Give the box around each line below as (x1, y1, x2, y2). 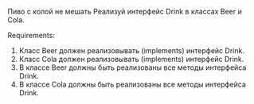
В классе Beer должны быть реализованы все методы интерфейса (18, 63, 247, 72)
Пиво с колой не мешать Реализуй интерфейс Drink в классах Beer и (7, 7, 242, 16)
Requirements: (7, 31, 55, 40)
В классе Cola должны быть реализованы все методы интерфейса (18, 79, 246, 89)
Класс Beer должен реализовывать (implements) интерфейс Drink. (18, 46, 244, 55)
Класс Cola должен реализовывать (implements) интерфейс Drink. (18, 55, 244, 64)
